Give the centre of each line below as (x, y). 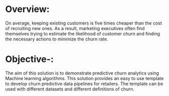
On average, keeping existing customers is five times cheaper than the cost (84, 23)
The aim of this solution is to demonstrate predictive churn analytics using (82, 73)
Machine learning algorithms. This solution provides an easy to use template (84, 78)
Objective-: (30, 59)
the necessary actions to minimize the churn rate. (57, 39)
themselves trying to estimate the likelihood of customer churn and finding (83, 33)
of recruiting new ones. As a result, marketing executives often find (75, 28)
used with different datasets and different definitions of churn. (70, 89)
